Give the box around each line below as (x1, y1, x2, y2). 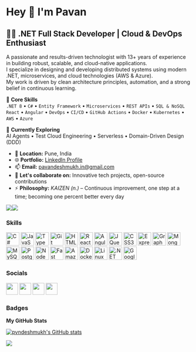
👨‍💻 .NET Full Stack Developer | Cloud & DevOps (6, 29, 183, 39)
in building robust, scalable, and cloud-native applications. (6, 60, 148, 66)
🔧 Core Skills (6, 96, 38, 103)
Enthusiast (6, 38, 46, 48)
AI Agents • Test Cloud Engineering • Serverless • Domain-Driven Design (6, 132, 184, 139)
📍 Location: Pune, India (14, 150, 72, 157)
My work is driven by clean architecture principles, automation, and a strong (6, 79, 191, 85)
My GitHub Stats (6, 317, 48, 324)
